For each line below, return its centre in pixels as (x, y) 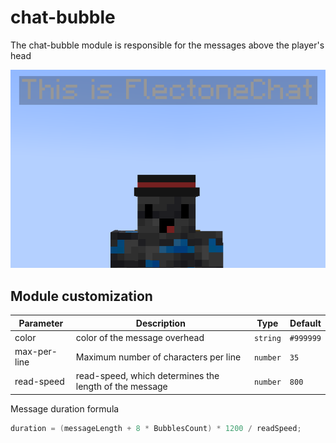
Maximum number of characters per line (158, 357)
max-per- (36, 352)
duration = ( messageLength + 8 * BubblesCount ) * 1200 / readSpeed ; (156, 428)
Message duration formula (65, 408)
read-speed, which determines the (147, 376)
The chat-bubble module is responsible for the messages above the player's (167, 45)
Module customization (81, 296)
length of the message (121, 387)
